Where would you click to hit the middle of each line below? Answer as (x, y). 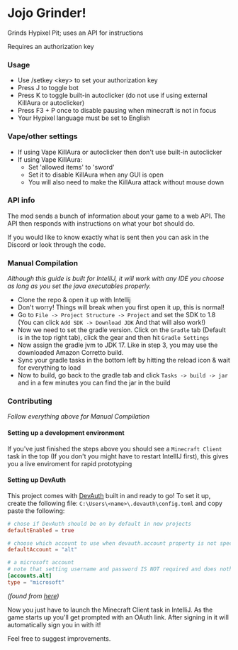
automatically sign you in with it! (54, 624)
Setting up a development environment (66, 433)
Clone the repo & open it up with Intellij (74, 300)
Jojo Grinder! (47, 13)
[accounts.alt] (30, 576)
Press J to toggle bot (48, 88)
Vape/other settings (42, 136)
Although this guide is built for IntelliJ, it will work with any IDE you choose (116, 279)
